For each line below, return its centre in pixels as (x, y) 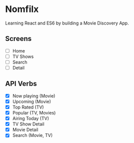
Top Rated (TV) (28, 107)
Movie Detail (25, 130)
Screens (18, 39)
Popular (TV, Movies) (34, 113)
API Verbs (21, 84)
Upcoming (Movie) (32, 101)
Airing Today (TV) (30, 118)
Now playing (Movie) (34, 95)
